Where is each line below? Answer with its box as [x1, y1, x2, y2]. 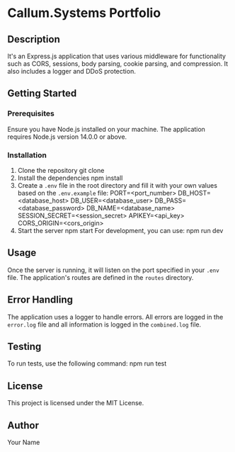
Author [7, 419, 39, 431]
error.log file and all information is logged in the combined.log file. [7, 320, 202, 329]
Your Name [7, 438, 40, 447]
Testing [7, 341, 42, 352]
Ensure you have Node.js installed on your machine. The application [7, 125, 205, 133]
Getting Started [7, 87, 77, 100]
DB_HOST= [178, 188, 211, 197]
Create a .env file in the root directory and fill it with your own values [17, 181, 218, 189]
